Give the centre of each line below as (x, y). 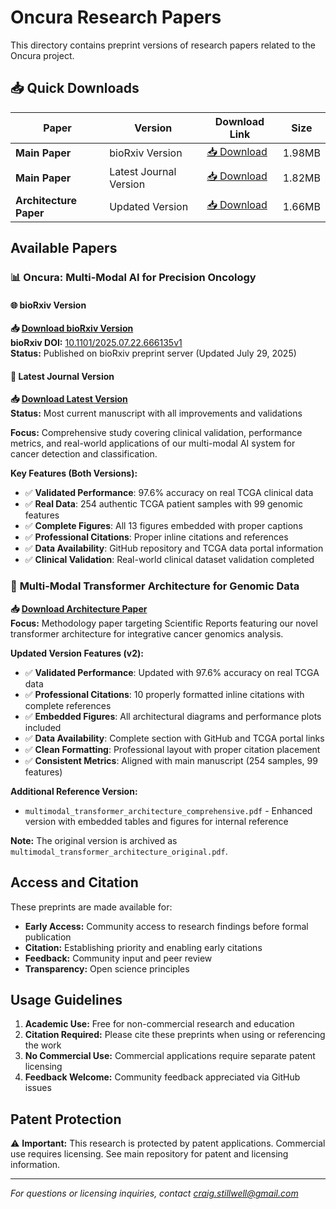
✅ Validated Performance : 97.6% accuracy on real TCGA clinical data (169, 493)
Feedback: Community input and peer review (118, 958)
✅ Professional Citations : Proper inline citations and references (156, 537)
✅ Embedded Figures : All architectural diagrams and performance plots (173, 716)
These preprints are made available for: (91, 907)
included (43, 727)
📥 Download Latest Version (69, 399)
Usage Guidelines (66, 999)
